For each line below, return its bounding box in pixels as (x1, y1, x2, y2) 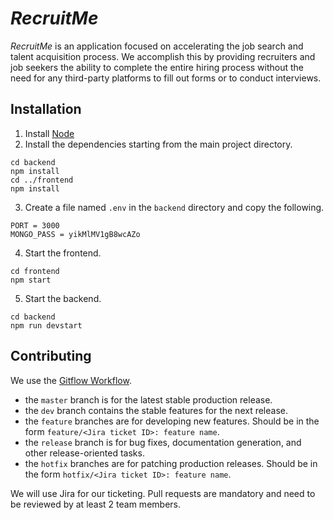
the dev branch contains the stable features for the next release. (24, 404, 288, 416)
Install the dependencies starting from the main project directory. (24, 138, 293, 150)
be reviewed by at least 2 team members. (10, 498, 181, 510)
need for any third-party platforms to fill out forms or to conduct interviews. (10, 72, 322, 84)
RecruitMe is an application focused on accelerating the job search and (10, 40, 304, 52)
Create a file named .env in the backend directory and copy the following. (24, 201, 325, 213)
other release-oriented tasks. (24, 447, 145, 459)
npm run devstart (10, 320, 83, 331)
